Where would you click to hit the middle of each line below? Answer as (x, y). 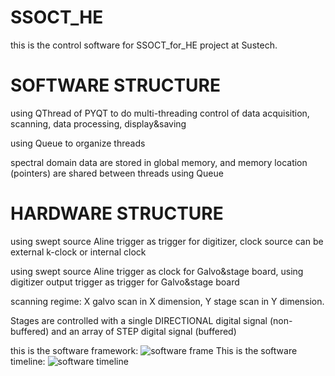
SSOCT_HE (57, 17)
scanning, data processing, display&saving (98, 123)
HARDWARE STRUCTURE (117, 213)
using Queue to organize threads (78, 143)
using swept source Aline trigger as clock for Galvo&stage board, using (157, 271)
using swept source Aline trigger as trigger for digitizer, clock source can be (167, 241)
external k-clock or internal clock (78, 252)
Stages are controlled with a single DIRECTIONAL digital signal (139, 320)
